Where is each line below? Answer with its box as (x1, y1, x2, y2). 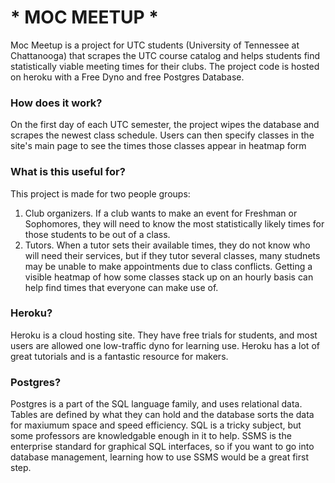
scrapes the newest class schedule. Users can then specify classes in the (10, 129, 315, 141)
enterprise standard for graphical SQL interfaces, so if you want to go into (10, 441, 315, 453)
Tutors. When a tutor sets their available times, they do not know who (24, 239, 311, 251)
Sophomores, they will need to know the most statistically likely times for (24, 217, 325, 230)
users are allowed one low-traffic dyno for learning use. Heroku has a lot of (10, 339, 320, 351)
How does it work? (10, 96, 103, 110)
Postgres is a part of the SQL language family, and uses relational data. (10, 398, 303, 410)
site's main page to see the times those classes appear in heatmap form (10, 140, 307, 152)
